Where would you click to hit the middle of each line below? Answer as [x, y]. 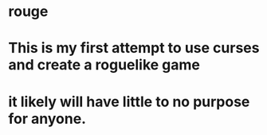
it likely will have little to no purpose [129, 101]
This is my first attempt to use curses [134, 48]
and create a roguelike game [104, 65]
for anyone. [47, 119]
